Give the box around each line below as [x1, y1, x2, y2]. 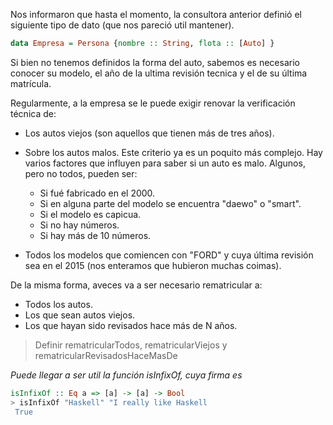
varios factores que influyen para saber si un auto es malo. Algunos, [24, 157, 306, 169]
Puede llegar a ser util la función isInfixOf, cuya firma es [10, 369, 243, 381]
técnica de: [10, 107, 57, 119]
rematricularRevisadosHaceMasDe [34, 349, 178, 361]
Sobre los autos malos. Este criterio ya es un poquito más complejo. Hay [24, 146, 323, 158]
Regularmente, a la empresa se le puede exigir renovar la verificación [10, 97, 296, 109]
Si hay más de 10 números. [39, 229, 152, 241]
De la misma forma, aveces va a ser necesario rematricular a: [10, 279, 263, 291]
